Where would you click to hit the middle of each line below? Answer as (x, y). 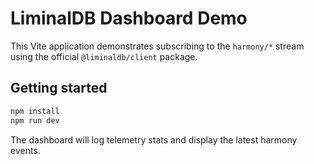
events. (25, 150)
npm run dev (35, 120)
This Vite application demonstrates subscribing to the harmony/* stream (157, 46)
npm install (35, 111)
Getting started (59, 88)
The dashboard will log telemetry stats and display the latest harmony (154, 139)
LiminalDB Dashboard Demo (129, 18)
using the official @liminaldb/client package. (104, 56)
